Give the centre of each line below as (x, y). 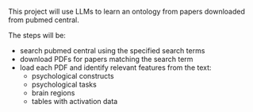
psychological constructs (73, 76)
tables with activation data (75, 101)
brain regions (53, 93)
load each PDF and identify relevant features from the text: (115, 68)
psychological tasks (64, 84)
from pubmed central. (44, 20)
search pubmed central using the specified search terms (112, 50)
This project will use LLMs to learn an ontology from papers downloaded (127, 12)
